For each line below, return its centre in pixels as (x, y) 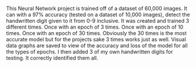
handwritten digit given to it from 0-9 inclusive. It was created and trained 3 (98, 21)
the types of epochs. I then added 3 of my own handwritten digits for (90, 52)
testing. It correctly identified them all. (52, 58)
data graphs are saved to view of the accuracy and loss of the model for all (97, 45)
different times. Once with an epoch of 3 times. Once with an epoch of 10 (95, 27)
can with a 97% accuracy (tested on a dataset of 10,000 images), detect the (98, 15)
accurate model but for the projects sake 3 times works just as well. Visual (96, 39)
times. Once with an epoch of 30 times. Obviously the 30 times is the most (97, 33)
